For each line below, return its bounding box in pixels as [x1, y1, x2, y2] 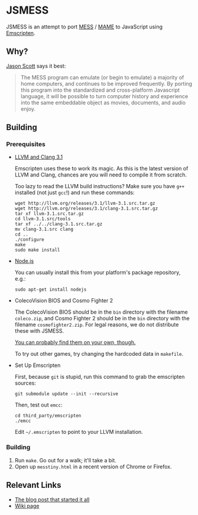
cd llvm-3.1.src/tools [14, 216, 71, 222]
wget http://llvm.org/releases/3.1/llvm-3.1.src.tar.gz [14, 201, 155, 207]
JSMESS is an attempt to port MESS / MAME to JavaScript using [6, 23, 163, 30]
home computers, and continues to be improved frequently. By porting [20, 80, 193, 87]
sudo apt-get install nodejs [14, 287, 87, 293]
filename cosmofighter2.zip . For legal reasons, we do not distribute [14, 321, 179, 329]
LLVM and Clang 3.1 [14, 153, 63, 160]
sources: [14, 379, 37, 387]
